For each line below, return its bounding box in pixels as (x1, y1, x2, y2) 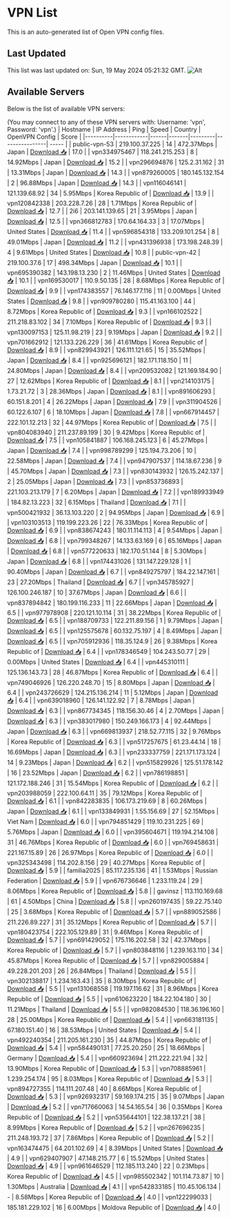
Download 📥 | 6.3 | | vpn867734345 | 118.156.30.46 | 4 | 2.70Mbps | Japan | (7, 706, 224, 715)
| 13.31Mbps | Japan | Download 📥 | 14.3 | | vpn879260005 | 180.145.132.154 (7, 168, 224, 177)
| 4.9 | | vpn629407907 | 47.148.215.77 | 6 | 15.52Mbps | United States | (7, 1154, 209, 1162)
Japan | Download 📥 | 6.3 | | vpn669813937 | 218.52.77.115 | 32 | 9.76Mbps (7, 727, 221, 735)
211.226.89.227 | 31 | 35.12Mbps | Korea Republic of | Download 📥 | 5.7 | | (7, 918, 217, 926)
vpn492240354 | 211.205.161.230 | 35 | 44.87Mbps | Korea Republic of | (7, 1036, 212, 1044)
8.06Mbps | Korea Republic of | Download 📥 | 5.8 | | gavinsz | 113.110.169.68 (7, 887, 223, 895)
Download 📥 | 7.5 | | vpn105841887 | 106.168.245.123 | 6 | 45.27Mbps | (7, 436, 208, 444)
